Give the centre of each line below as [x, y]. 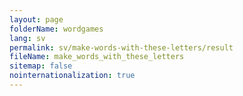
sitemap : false [41, 66]
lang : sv [27, 38]
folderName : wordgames [56, 29]
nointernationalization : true [72, 76]
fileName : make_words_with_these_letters [97, 57]
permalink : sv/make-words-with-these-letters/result [121, 47]
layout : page [36, 19]
